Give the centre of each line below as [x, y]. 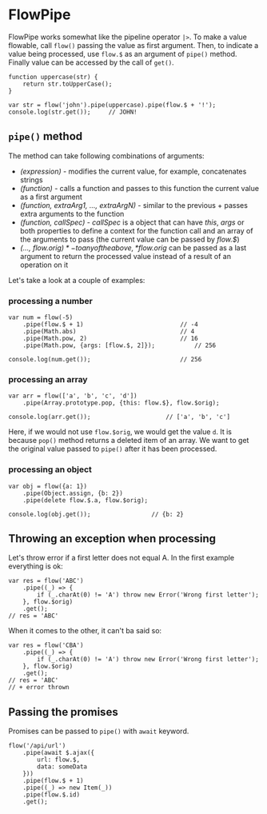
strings [31, 180]
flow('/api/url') [37, 746]
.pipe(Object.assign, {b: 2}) [73, 493]
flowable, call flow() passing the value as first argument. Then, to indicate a [133, 45]
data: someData [62, 767]
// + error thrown [39, 688]
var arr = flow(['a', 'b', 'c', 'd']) [73, 396]
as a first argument [51, 197]
